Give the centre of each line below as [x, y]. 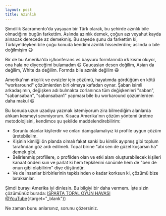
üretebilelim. [25, 136]
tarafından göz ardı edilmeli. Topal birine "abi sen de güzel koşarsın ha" [85, 146]
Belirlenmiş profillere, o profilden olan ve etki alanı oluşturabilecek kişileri [87, 157]
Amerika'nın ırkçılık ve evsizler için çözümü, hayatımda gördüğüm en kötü [80, 80]
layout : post [19, 10]
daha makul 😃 [20, 101]
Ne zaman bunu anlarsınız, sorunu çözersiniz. [52, 208]
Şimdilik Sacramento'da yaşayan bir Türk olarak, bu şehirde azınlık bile [77, 28]
